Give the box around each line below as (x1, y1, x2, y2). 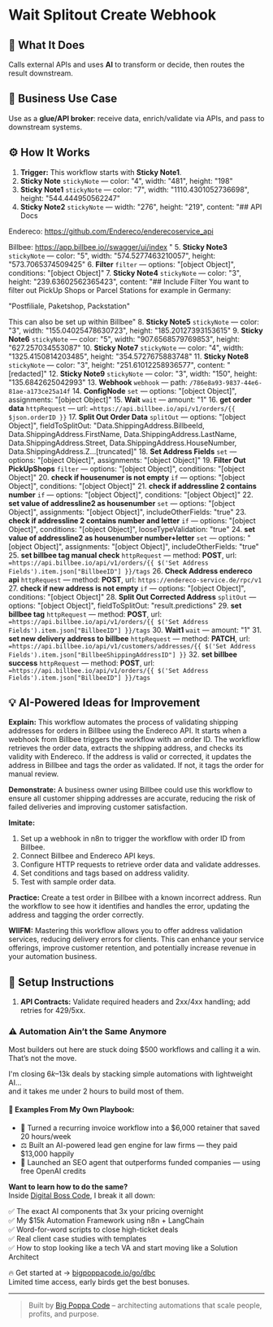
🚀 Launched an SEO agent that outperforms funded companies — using (19, 1157, 261, 1167)
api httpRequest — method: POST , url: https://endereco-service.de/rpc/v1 (8, 574, 262, 584)
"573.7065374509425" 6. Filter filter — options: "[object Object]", (8, 259, 236, 269)
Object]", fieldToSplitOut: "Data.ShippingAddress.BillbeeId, (8, 421, 205, 430)
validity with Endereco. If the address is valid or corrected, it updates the (8, 752, 252, 762)
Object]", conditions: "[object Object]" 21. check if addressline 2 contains (8, 481, 258, 491)
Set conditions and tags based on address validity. (19, 868, 189, 878)
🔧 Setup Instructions (8, 975, 115, 989)
